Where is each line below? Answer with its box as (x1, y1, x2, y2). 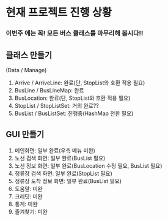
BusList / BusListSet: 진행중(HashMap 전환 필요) (14, 110, 134, 117)
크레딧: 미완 (14, 192, 43, 200)
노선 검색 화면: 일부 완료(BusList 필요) (14, 154, 106, 162)
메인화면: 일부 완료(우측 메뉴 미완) (14, 146, 96, 154)
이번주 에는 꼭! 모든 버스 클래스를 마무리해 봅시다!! (5, 29, 144, 37)
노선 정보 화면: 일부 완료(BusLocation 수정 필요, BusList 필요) (14, 162, 163, 169)
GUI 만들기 (5, 129, 44, 140)
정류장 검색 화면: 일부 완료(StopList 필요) (14, 170, 112, 177)
